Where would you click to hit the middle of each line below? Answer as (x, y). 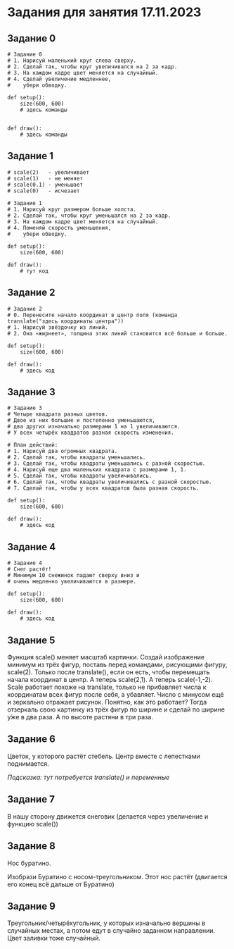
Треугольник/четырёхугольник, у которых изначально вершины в (106, 923)
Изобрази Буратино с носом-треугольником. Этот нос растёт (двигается (117, 876)
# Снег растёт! (30, 569)
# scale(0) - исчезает (44, 191)
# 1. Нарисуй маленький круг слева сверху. (72, 61)
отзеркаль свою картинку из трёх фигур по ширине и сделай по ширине (116, 709)
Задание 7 (31, 799)
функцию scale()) (33, 824)
